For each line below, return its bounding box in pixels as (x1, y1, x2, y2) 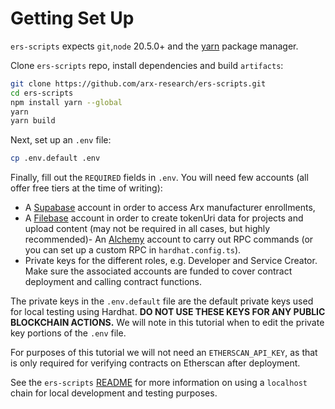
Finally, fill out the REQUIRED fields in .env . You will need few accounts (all (10, 172, 309, 184)
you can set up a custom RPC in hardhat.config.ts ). (24, 244, 242, 256)
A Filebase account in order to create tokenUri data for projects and (24, 212, 304, 224)
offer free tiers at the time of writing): (10, 182, 163, 194)
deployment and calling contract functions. (24, 276, 202, 288)
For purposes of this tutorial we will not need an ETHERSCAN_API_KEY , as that (10, 347, 318, 359)
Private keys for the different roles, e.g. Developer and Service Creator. (24, 255, 318, 267)
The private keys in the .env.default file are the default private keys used (10, 295, 314, 307)
